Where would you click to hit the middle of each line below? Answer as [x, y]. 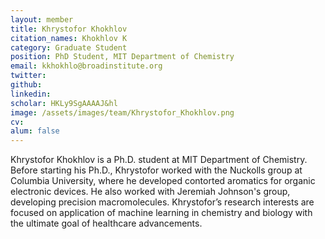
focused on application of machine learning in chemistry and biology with [161, 213]
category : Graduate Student [69, 47]
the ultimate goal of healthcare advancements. [106, 223]
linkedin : [31, 94]
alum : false [35, 131]
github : [26, 85]
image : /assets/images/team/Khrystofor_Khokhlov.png [122, 112]
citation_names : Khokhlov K [69, 38]
